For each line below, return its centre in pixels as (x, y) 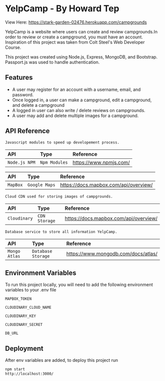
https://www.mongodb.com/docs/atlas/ (112, 254)
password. (23, 94)
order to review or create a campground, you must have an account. (74, 37)
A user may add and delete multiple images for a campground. (75, 116)
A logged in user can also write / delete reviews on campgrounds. (79, 110)
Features (19, 77)
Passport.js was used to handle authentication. (52, 62)
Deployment (24, 348)
